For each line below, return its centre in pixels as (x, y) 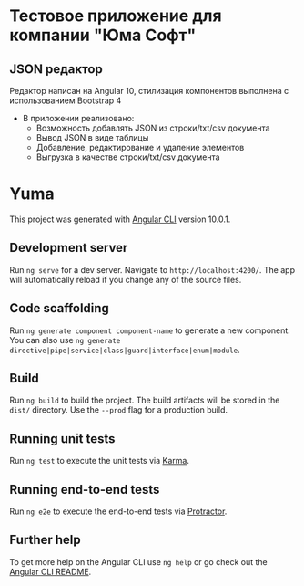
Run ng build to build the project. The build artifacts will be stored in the (145, 400)
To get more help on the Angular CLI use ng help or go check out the (138, 561)
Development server (69, 248)
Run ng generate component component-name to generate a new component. (150, 330)
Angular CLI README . (51, 571)
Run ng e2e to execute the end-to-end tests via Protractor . (118, 511)
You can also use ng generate (65, 340)
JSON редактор (56, 69)
